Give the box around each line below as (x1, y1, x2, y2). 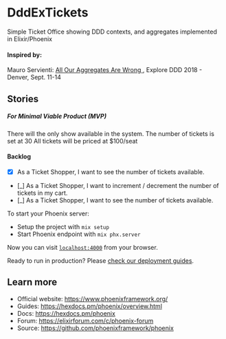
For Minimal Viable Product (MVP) (7, 112, 107, 121)
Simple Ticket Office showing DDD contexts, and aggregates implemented (7, 27, 218, 36)
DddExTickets (7, 5, 89, 21)
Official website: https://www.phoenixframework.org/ (16, 294, 168, 303)
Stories (7, 93, 39, 104)
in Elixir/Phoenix (7, 34, 53, 43)
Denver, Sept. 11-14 (7, 73, 62, 82)
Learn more (7, 277, 58, 288)
